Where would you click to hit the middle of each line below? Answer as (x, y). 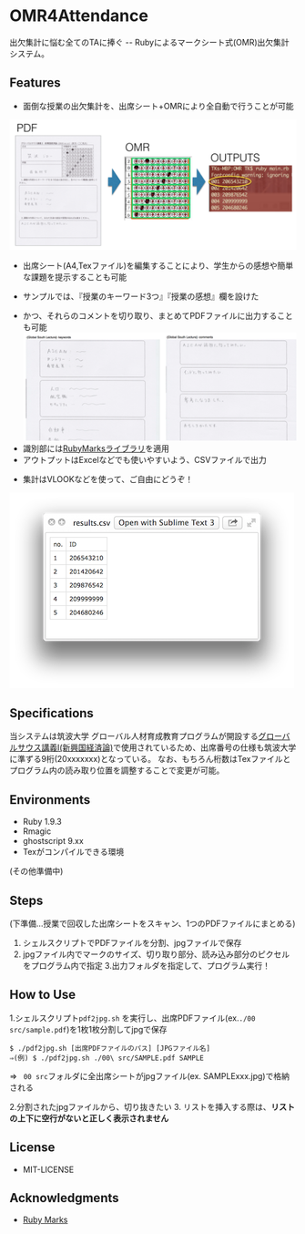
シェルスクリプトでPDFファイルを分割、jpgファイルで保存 (132, 943)
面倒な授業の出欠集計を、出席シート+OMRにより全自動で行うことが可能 (158, 106)
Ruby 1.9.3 (42, 822)
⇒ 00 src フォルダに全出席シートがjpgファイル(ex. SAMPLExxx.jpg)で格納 (149, 1075)
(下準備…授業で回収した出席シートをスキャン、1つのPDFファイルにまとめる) (152, 923)
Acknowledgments (65, 1198)
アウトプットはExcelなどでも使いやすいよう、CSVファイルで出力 (144, 459)
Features (35, 83)
